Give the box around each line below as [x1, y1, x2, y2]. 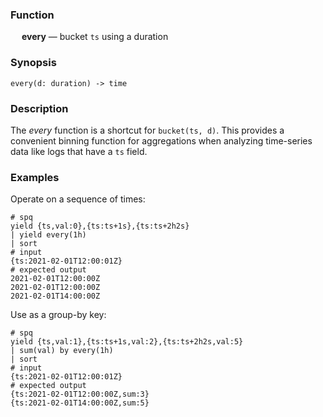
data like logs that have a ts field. [10, 145, 148, 157]
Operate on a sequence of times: [10, 193, 146, 205]
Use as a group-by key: [10, 309, 107, 321]
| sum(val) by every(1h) [10, 346, 114, 356]
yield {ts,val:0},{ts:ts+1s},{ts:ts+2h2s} [10, 221, 190, 232]
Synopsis [10, 56, 57, 70]
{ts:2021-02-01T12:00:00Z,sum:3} [10, 389, 150, 400]
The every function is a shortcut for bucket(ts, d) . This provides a [10, 124, 285, 136]
